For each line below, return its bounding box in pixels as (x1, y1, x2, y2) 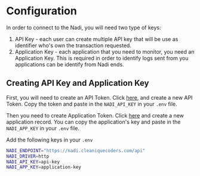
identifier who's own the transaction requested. (14, 42, 131, 49)
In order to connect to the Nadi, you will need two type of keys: (6, 24, 161, 31)
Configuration (6, 4, 78, 18)
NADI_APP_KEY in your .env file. (6, 124, 79, 132)
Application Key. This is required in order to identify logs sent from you (14, 54, 189, 61)
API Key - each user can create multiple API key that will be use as (14, 35, 179, 42)
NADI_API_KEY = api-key (6, 159, 60, 165)
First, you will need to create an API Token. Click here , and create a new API (6, 94, 193, 101)
